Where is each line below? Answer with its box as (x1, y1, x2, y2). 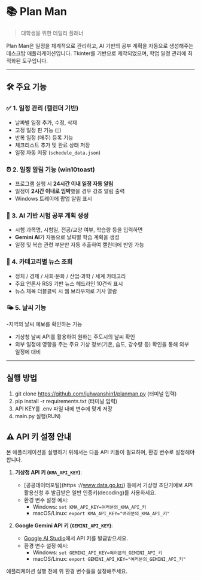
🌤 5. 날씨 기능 (6, 304, 47, 312)
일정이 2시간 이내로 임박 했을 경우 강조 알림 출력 (14, 187, 125, 195)
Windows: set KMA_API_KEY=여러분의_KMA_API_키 (32, 503, 147, 510)
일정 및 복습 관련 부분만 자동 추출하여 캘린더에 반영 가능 (14, 241, 145, 249)
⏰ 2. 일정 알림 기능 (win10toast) (6, 165, 95, 174)
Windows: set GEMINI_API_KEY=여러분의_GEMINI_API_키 (32, 549, 163, 556)
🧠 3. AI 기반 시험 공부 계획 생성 (6, 211, 89, 219)
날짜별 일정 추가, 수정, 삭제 (14, 119, 78, 126)
